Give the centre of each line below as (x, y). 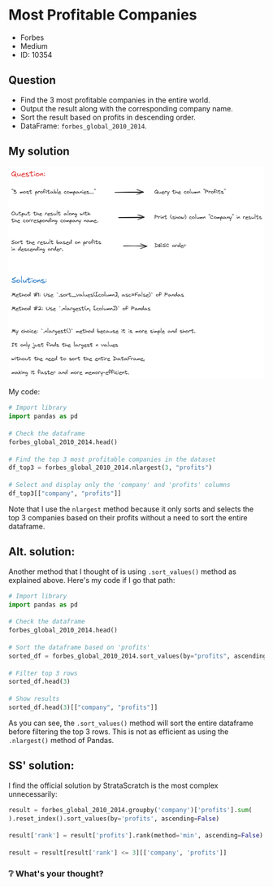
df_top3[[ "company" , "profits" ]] (65, 494)
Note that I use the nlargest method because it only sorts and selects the (131, 509)
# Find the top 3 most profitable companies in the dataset (113, 459)
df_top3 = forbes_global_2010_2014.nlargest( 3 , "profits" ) (110, 468)
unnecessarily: (33, 794)
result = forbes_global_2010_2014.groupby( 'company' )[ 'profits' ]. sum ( (130, 810)
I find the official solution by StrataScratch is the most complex (113, 785)
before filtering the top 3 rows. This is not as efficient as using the (119, 731)
